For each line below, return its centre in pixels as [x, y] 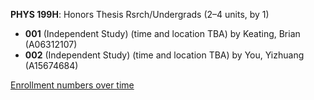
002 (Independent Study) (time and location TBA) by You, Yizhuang [164, 55]
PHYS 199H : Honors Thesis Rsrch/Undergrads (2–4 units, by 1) [140, 14]
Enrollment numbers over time [72, 85]
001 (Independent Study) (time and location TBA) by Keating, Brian [162, 33]
